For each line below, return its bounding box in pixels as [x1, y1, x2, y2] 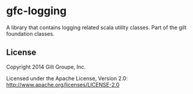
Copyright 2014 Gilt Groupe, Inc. [6, 63, 86, 70]
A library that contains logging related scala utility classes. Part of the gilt [6, 24, 187, 31]
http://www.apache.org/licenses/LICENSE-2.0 [6, 81, 120, 88]
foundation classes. [6, 30, 55, 37]
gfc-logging [6, 4, 67, 18]
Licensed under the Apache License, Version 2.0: [6, 74, 128, 82]
